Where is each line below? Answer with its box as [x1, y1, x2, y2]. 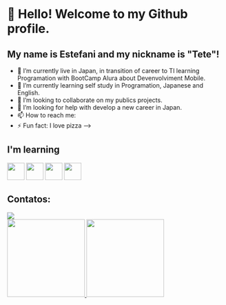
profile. [7, 21, 50, 37]
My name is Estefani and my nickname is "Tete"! [7, 48, 220, 60]
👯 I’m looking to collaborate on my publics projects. [17, 96, 163, 104]
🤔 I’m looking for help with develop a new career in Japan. [17, 104, 183, 111]
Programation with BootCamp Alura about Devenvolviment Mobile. [17, 74, 205, 82]
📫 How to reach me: [17, 111, 76, 119]
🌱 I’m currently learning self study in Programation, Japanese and [17, 81, 204, 89]
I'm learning [7, 144, 60, 156]
